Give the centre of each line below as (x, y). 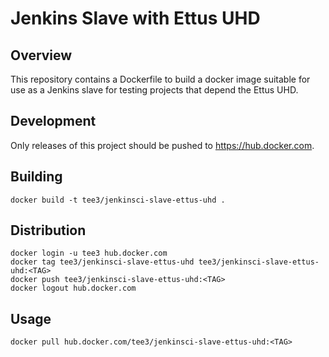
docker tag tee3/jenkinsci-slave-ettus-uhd (102, 262)
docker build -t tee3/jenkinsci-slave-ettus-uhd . (118, 200)
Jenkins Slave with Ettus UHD (135, 18)
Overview (41, 55)
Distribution (48, 230)
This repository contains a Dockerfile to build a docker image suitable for (160, 79)
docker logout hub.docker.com (73, 288)
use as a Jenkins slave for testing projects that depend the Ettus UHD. (154, 90)
